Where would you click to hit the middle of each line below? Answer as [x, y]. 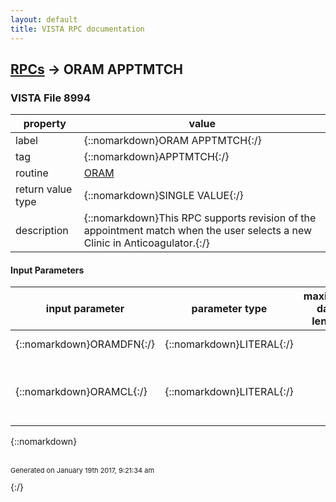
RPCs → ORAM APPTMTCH [96, 69]
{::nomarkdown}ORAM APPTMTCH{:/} [172, 141]
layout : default [44, 19]
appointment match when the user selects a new [198, 231]
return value [44, 189]
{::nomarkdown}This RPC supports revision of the [200, 218]
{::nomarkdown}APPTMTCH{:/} [156, 157]
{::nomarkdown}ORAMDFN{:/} [85, 344]
